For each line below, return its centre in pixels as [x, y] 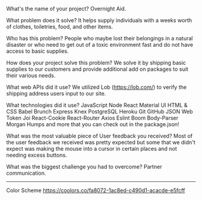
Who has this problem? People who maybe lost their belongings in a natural [100, 38]
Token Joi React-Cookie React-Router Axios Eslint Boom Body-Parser [92, 118]
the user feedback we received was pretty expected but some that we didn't [101, 142]
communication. [26, 173]
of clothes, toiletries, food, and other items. [60, 27]
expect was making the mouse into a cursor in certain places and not [92, 149]
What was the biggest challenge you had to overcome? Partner [84, 167]
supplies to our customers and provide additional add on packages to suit [97, 69]
